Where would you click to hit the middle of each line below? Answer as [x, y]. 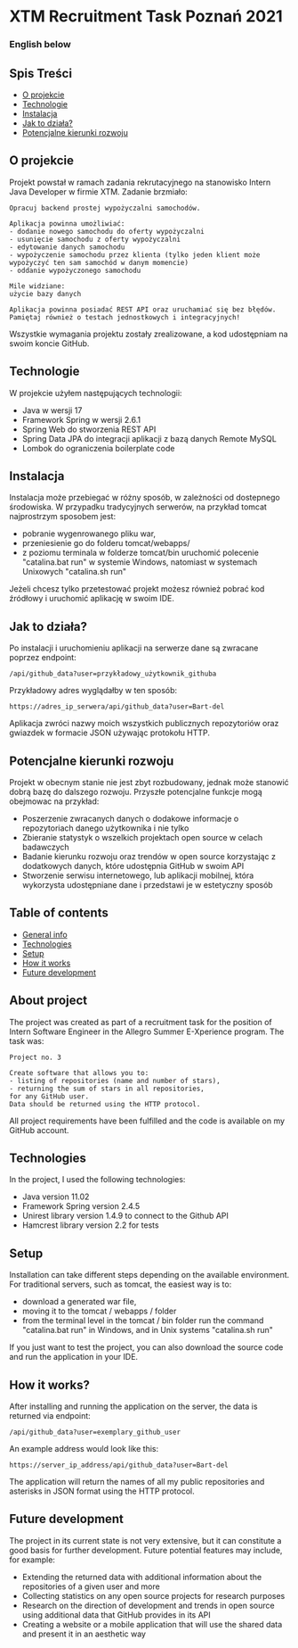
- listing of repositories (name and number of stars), [115, 1081]
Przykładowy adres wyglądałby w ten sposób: [93, 691]
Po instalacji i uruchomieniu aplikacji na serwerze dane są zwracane [134, 648]
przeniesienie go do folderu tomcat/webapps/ [106, 543]
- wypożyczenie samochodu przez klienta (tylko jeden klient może [135, 255]
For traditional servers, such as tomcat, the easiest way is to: [121, 1284]
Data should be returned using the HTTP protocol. [105, 1104]
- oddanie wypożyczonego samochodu [75, 270]
